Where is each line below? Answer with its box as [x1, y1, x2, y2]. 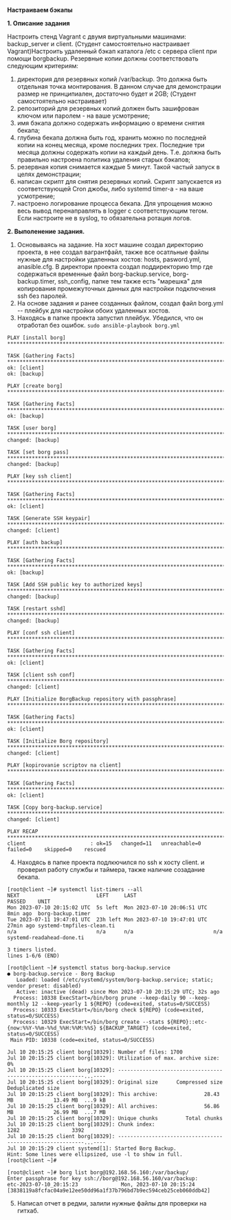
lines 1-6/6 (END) [7, 952, 60, 959]
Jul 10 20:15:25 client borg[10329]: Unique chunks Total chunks [7, 1115, 223, 1122]
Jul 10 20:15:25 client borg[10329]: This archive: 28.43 [7, 1091, 220, 1098]
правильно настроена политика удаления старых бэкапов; [16, 156, 191, 164]
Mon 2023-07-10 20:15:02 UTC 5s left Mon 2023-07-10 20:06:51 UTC [7, 904, 208, 911]
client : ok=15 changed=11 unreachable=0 [7, 840, 201, 847]
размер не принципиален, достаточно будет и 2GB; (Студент [16, 89, 197, 98]
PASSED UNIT [7, 898, 51, 905]
